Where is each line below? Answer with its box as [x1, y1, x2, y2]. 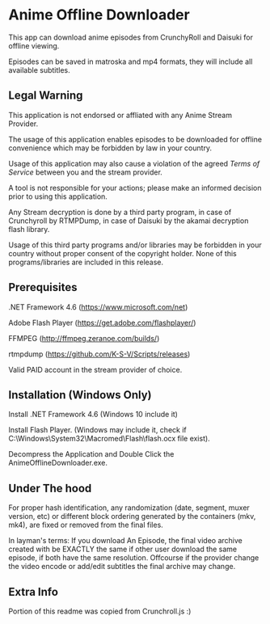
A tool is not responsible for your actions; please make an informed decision [8, 183, 262, 192]
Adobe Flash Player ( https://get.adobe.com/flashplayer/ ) [8, 318, 196, 327]
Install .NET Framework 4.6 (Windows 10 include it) [8, 410, 178, 420]
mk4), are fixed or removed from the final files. [8, 520, 163, 530]
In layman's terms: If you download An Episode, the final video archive [8, 536, 243, 546]
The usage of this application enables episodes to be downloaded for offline [8, 134, 263, 144]
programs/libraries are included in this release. [8, 257, 164, 267]
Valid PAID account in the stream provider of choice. [8, 365, 183, 374]
